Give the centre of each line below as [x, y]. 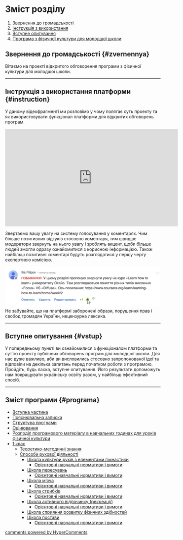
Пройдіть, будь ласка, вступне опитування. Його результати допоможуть [83, 369]
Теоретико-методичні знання [51, 449]
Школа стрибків [44, 491]
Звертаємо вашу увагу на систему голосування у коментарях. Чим [76, 233]
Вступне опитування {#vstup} [54, 336]
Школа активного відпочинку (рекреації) [70, 501]
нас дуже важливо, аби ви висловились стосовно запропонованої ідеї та [82, 359]
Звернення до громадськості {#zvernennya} [77, 54]
